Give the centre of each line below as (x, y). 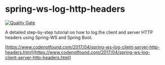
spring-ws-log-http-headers (65, 9)
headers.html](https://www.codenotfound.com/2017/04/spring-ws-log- (78, 52)
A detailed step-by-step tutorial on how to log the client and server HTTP (79, 32)
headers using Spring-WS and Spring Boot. (49, 37)
